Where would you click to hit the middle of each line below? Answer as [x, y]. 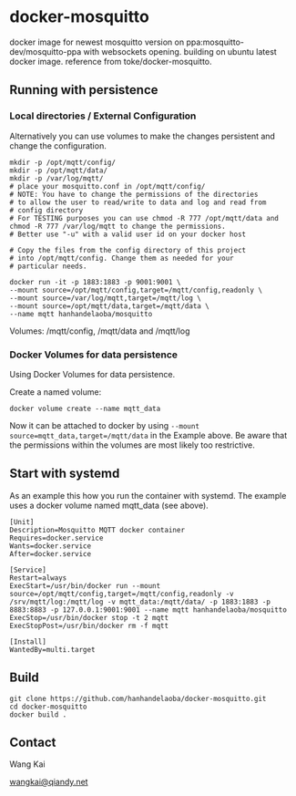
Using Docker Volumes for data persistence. [92, 374]
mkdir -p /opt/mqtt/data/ [58, 171]
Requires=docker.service [56, 538]
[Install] [28, 641]
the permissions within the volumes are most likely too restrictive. [132, 445]
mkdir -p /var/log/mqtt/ [56, 178]
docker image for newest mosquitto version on [97, 42]
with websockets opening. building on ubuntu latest [180, 51]
